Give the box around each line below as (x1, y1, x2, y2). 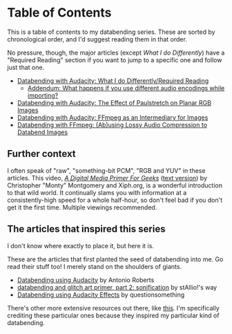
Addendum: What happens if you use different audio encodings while (27, 84, 225, 92)
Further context (7, 148, 76, 160)
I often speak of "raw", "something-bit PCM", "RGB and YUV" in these (7, 166, 206, 174)
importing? (27, 91, 59, 100)
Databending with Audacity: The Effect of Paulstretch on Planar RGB (17, 98, 212, 106)
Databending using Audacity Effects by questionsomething (17, 290, 185, 299)
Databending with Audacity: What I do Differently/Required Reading (17, 76, 209, 84)
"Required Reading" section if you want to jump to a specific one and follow (7, 55, 222, 64)
